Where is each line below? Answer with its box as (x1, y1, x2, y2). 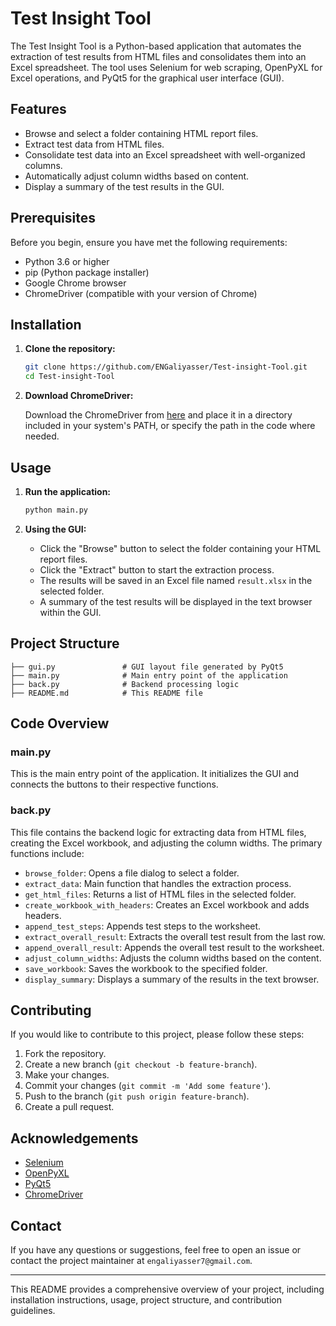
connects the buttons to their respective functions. (10, 778, 219, 791)
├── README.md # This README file (10, 688, 203, 698)
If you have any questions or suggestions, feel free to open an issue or (10, 1244, 302, 1256)
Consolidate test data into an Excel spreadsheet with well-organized (24, 148, 306, 161)
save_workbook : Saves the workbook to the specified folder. (24, 962, 268, 974)
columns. (24, 159, 63, 171)
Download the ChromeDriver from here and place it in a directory (24, 409, 293, 421)
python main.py (24, 505, 89, 515)
